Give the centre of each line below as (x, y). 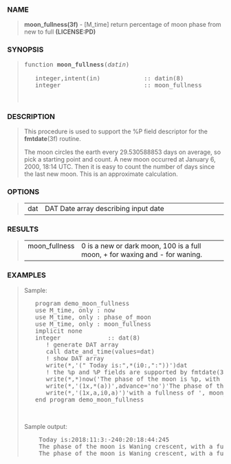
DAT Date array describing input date (104, 209)
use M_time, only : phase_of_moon (93, 317)
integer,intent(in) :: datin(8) (110, 78)
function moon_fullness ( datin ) (77, 64)
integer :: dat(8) (88, 338)
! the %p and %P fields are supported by (117, 372)
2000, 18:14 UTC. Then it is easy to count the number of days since (119, 166)
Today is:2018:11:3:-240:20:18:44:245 (104, 439)
